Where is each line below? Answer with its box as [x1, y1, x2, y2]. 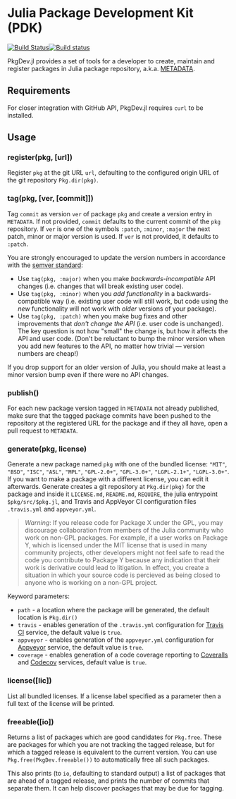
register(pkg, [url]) [7, 153, 73, 163]
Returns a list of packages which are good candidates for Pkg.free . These [7, 733, 222, 741]
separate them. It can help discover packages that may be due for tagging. [7, 783, 224, 792]
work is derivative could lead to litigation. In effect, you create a [24, 564, 209, 572]
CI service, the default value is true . [17, 628, 122, 637]
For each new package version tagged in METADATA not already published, [7, 404, 220, 413]
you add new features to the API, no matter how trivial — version [17, 342, 206, 350]
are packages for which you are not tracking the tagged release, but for [7, 740, 215, 748]
